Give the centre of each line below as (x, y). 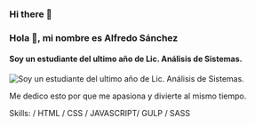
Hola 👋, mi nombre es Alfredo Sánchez (94, 37)
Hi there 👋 (31, 14)
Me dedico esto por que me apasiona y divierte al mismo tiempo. (128, 96)
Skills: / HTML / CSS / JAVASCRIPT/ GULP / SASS (100, 114)
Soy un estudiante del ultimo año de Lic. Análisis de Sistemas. (126, 59)
